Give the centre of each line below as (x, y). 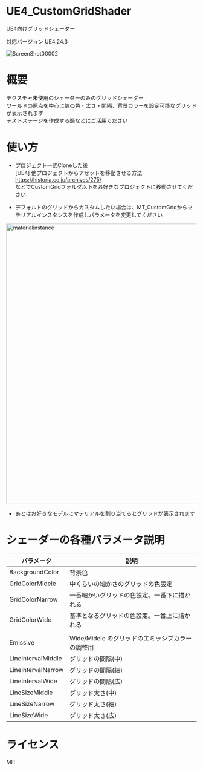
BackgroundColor (34, 572)
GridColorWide (31, 620)
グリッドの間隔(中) (96, 659)
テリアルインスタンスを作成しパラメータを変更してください (89, 215)
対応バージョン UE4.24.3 (37, 41)
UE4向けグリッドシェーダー (41, 28)
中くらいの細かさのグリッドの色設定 (121, 584)
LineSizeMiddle (31, 693)
